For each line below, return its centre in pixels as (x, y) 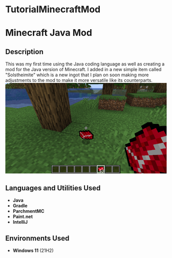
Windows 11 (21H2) (33, 251)
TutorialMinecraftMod (53, 9)
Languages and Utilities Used (53, 188)
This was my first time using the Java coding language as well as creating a (85, 64)
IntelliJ (20, 222)
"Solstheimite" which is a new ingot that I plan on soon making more (77, 75)
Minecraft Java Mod (49, 33)
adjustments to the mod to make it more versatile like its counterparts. (79, 80)
